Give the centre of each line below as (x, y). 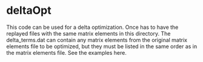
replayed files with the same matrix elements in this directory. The (88, 33)
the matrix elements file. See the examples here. (67, 52)
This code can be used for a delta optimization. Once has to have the (92, 27)
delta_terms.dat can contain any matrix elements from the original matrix (97, 40)
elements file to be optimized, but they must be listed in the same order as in (102, 46)
